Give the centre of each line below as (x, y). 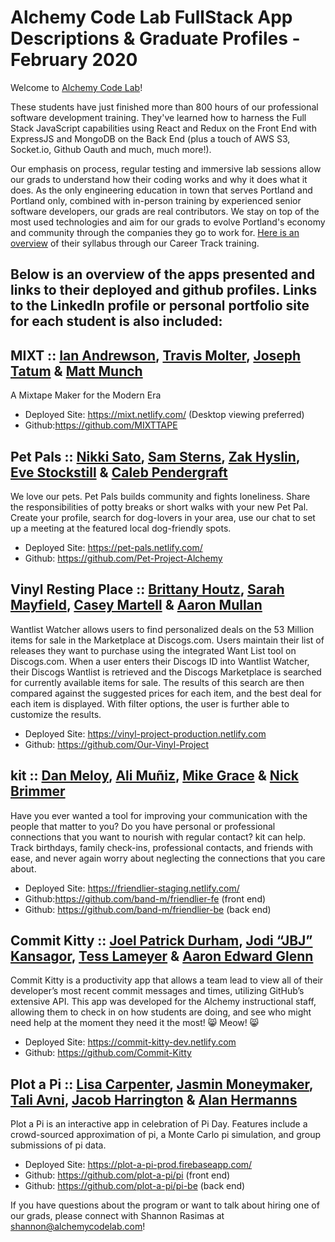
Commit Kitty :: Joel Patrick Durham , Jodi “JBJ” (161, 940)
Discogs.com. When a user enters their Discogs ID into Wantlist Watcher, (160, 661)
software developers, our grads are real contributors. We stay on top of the (165, 211)
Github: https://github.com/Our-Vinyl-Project (117, 744)
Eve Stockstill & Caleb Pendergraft (119, 472)
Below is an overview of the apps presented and (163, 274)
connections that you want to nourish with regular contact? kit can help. (158, 837)
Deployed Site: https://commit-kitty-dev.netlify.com (130, 1042)
